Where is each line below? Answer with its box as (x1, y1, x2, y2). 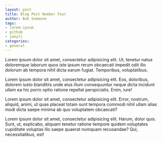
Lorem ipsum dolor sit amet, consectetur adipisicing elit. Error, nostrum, (5, 96, 149, 102)
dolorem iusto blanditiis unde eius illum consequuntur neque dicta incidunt (5, 81, 155, 88)
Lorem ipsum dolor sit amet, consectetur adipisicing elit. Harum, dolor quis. (5, 116, 156, 122)
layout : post (5, 7, 32, 12)
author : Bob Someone (5, 16, 47, 21)
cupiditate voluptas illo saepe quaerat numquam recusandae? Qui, (5, 126, 138, 132)
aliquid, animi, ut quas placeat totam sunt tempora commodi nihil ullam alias (5, 101, 157, 107)
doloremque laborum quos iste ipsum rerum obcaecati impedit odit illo (5, 62, 146, 68)
